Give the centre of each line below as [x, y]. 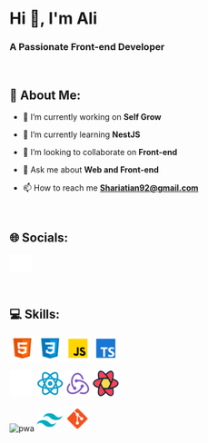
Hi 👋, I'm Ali [54, 19]
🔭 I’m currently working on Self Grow [92, 117]
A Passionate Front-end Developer [87, 47]
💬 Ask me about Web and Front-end [90, 170]
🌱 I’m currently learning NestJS [81, 134]
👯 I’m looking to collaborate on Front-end [100, 153]
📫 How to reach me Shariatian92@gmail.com [110, 188]
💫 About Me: [45, 95]
